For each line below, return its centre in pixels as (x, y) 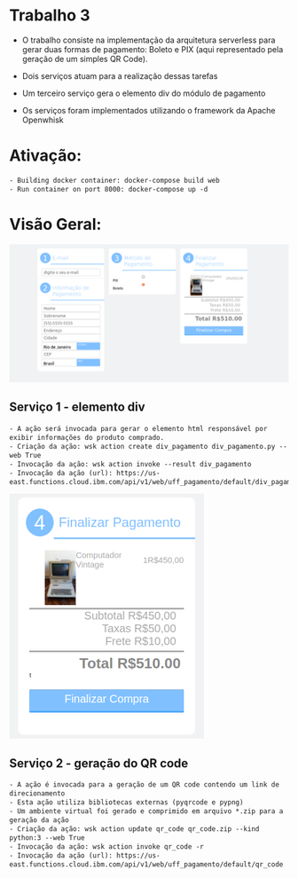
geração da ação (39, 820)
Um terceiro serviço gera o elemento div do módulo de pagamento (144, 93)
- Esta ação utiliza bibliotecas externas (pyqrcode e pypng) (126, 803)
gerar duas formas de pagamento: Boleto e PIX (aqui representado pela (153, 49)
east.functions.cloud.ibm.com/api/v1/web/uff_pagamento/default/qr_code (146, 865)
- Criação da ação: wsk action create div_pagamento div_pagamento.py (142, 446)
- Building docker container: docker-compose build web (114, 180)
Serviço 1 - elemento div (77, 408)
